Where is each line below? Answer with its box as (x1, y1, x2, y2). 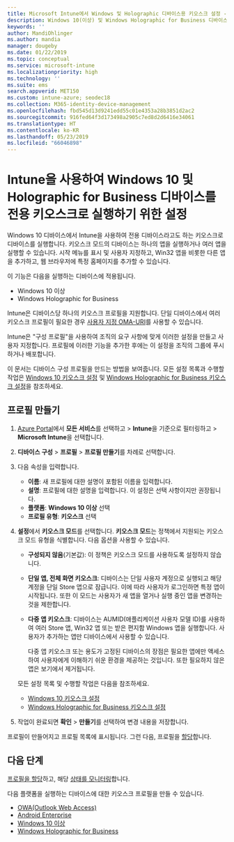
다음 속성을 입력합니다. (17, 462, 79, 471)
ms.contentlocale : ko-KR (7, 127, 79, 134)
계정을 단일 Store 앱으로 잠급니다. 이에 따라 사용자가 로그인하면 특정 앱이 (27, 582, 225, 591)
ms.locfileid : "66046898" (7, 140, 82, 147)
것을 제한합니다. (27, 600, 71, 608)
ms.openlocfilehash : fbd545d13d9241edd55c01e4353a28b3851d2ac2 (7, 107, 195, 114)
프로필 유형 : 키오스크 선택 (27, 512, 97, 520)
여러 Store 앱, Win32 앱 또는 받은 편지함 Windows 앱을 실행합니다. (35, 623, 218, 632)
